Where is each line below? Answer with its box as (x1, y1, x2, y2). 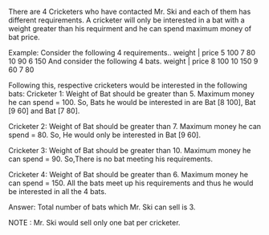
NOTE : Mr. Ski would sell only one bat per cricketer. (8, 218, 181, 227)
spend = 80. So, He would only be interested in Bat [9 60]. (8, 130, 201, 140)
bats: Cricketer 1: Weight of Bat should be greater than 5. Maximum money (8, 89, 255, 99)
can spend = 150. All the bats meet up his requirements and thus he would (8, 178, 254, 188)
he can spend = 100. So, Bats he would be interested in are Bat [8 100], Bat (8, 98, 256, 107)
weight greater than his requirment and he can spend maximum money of (8, 24, 252, 33)
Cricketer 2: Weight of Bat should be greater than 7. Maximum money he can (8, 122, 262, 131)
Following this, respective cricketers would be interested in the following (8, 80, 247, 90)
